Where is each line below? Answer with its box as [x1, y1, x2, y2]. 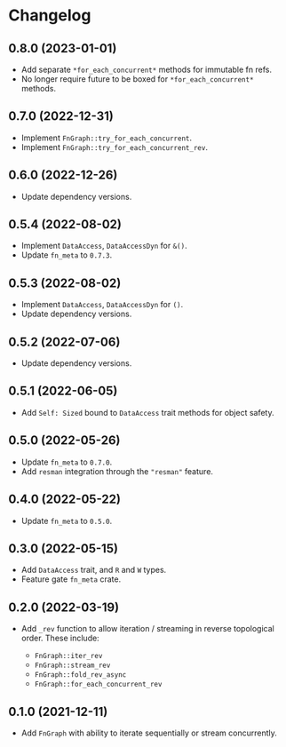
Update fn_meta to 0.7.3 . [20, 250, 113, 260]
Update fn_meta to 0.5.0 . [20, 515, 113, 526]
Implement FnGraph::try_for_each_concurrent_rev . [20, 141, 208, 152]
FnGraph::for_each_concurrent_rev [34, 680, 163, 689]
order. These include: [20, 632, 99, 644]
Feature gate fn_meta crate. [20, 574, 122, 584]
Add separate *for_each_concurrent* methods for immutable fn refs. [20, 64, 273, 75]
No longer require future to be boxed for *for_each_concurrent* [20, 74, 254, 84]
